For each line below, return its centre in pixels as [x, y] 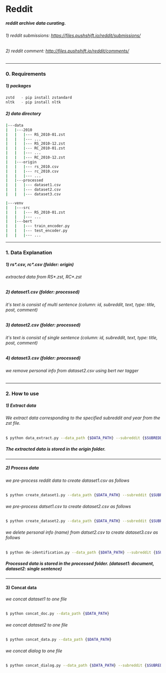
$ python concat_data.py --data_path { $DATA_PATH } [59, 640]
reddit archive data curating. [36, 23]
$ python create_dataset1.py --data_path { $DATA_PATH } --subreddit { [79, 495]
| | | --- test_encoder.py [37, 231]
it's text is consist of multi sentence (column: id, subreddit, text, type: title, [81, 304]
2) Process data [22, 468]
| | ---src [18, 208]
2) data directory [23, 113]
